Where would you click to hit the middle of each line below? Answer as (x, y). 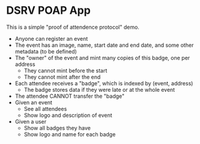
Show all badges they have (57, 128)
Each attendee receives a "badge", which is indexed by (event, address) (104, 83)
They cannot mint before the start (65, 70)
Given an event (34, 102)
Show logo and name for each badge (70, 134)
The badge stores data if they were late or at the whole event (99, 89)
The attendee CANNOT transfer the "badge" (70, 96)
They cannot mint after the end (62, 77)
